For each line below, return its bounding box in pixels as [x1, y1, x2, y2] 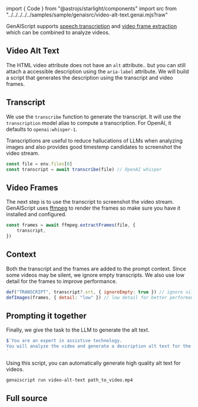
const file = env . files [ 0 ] [6, 161, 72, 167]
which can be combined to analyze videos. [6, 29, 110, 36]
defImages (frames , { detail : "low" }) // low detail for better [6, 295, 167, 300]
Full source [6, 393, 48, 403]
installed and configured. [6, 211, 67, 218]
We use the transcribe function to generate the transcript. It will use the [6, 113, 181, 120]
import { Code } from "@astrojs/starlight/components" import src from [6, 5, 177, 12]
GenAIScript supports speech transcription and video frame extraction [6, 23, 177, 29]
